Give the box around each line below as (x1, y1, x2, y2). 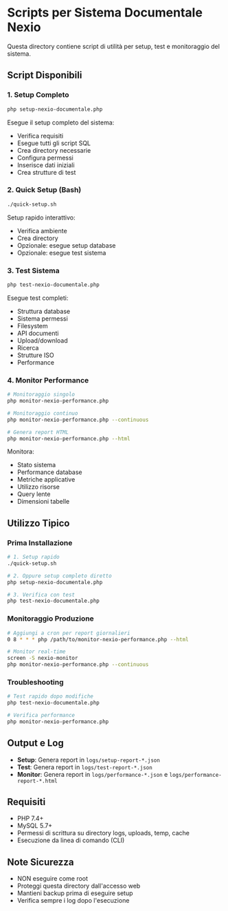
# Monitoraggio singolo (7, 391, 76, 398)
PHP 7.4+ (16, 814, 44, 823)
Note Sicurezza (7, 856, 74, 868)
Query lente (16, 490, 51, 498)
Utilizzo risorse (16, 483, 60, 491)
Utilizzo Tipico (7, 517, 70, 529)
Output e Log (7, 738, 64, 749)
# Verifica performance (7, 712, 76, 719)
